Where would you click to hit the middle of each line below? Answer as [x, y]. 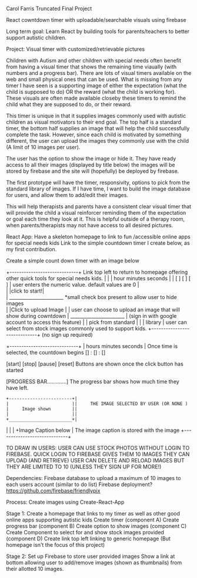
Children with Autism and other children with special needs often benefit [94, 60]
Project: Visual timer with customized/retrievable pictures [76, 49]
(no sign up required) [67, 335]
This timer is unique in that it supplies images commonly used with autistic [96, 116]
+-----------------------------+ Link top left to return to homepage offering [97, 272]
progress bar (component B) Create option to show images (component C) [96, 526]
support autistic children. [36, 37]
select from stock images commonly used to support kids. [76, 329]
